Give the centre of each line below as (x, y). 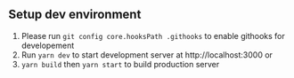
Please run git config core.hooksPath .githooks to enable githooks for (153, 35)
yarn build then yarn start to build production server (120, 64)
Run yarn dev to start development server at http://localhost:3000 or (147, 55)
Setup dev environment (75, 15)
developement (48, 45)
